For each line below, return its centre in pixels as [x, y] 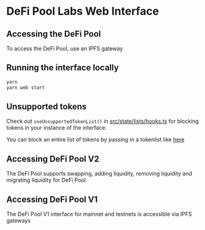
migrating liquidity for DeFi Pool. [47, 180]
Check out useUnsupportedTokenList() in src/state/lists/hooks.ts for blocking [102, 121]
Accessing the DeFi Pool [54, 34]
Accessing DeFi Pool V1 [52, 199]
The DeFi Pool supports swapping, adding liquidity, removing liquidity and [99, 174]
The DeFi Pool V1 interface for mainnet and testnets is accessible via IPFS [99, 214]
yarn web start [26, 87]
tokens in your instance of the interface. [57, 128]
